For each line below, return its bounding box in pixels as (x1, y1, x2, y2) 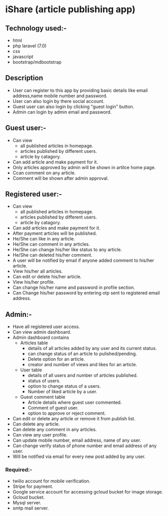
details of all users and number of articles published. (27, 372, 138, 378)
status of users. (27, 378, 61, 384)
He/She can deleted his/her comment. (12, 252, 93, 258)
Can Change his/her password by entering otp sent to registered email (12, 290, 160, 296)
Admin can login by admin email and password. (12, 108, 112, 115)
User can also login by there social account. (12, 98, 105, 104)
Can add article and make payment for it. (12, 159, 98, 165)
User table (20, 367, 42, 373)
